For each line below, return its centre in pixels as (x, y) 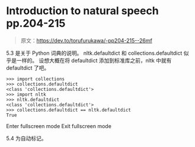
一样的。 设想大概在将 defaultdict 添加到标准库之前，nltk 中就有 (94, 60)
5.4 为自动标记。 (26, 138)
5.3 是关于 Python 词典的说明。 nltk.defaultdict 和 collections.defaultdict (94, 53)
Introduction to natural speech (82, 11)
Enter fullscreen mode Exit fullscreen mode (59, 126)
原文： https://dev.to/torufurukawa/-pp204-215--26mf (86, 40)
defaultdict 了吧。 (28, 68)
